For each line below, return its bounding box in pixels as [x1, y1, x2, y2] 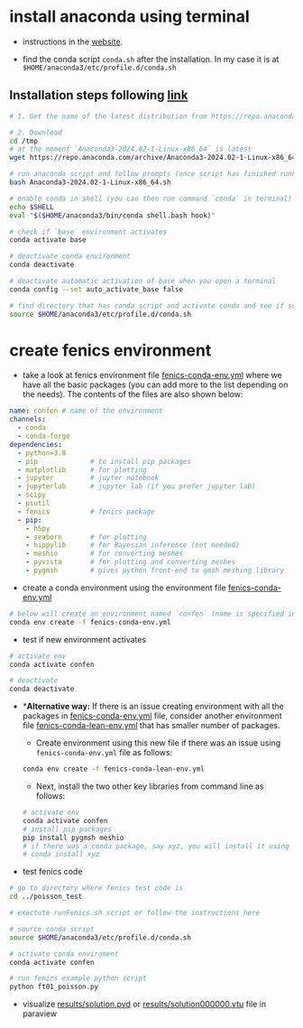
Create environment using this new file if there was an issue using [35, 737, 281, 748]
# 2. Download [9, 128, 63, 137]
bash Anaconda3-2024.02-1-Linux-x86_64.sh [9, 178, 171, 187]
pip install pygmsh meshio [22, 833, 124, 842]
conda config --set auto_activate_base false [9, 284, 183, 294]
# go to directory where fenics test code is [9, 884, 183, 893]
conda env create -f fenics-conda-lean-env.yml [22, 764, 205, 773]
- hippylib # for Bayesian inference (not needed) [25, 541, 241, 550]
